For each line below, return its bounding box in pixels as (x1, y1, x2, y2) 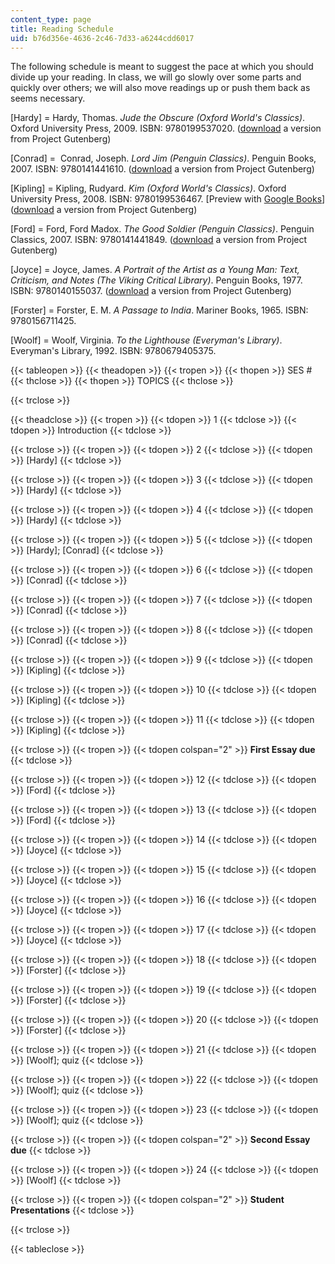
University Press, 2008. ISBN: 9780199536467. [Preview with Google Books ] (10, 193, 326, 205)
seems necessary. (10, 92, 86, 105)
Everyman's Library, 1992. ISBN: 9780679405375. (10, 345, 217, 357)
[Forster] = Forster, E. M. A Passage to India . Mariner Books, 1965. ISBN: (10, 304, 309, 316)
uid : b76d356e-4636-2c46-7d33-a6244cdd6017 (10, 33, 195, 43)
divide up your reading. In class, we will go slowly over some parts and (10, 71, 302, 83)
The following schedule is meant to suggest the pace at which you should (10, 61, 314, 73)
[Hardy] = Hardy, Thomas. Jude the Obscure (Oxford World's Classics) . (10, 112, 306, 124)
